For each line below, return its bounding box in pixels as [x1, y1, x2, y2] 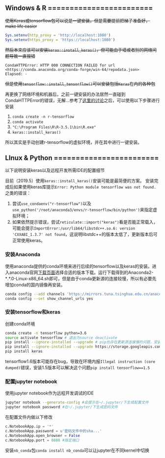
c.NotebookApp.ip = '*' [5, 424, 54, 429]
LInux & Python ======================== [5, 154, 159, 162]
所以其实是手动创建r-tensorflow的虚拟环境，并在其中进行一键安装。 [5, 139, 142, 145]
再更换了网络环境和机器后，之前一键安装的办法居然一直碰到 [5, 91, 126, 97]
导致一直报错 [9, 53, 35, 59]
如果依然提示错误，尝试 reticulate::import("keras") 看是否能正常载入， [12, 219, 158, 225]
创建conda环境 [5, 321, 35, 327]
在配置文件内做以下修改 [5, 414, 53, 420]
